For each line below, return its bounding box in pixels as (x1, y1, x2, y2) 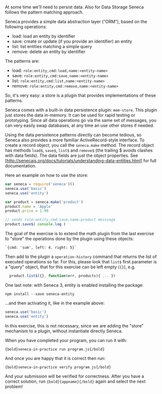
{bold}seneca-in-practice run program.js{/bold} (5, 347, 105, 352)
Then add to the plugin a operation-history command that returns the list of (5, 254, 157, 259)
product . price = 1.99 (5, 208, 49, 213)
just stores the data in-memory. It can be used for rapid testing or (5, 112, 135, 118)
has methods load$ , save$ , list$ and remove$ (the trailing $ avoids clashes (5, 148, 153, 153)
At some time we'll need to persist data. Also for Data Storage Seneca (5, 4, 144, 10)
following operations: (5, 24, 47, 30)
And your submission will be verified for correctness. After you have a (5, 373, 144, 379)
